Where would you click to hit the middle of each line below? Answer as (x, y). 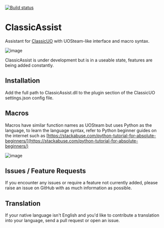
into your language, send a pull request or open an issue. (62, 221)
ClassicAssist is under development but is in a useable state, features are (79, 60)
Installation (23, 81)
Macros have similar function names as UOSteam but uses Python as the (79, 125)
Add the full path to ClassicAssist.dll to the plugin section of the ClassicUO (80, 92)
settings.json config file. (29, 98)
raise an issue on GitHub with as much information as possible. (69, 188)
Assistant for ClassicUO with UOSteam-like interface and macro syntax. (77, 41)
